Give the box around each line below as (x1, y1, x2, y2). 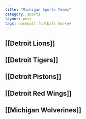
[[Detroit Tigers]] (5, 56, 58, 64)
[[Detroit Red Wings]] (5, 89, 72, 97)
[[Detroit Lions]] (5, 39, 55, 47)
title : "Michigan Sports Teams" (5, 7, 71, 12)
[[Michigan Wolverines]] (5, 106, 82, 115)
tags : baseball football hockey (5, 21, 71, 26)
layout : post (5, 16, 32, 21)
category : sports (5, 12, 41, 17)
